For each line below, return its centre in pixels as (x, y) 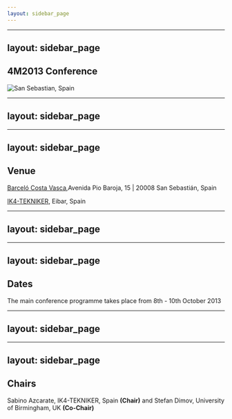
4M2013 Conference (52, 71)
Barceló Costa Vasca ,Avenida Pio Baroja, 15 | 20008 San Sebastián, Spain (112, 188)
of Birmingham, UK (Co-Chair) (51, 407)
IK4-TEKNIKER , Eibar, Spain (47, 201)
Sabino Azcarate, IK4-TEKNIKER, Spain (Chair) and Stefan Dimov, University (116, 400)
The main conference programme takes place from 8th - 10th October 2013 (114, 300)
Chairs (22, 384)
